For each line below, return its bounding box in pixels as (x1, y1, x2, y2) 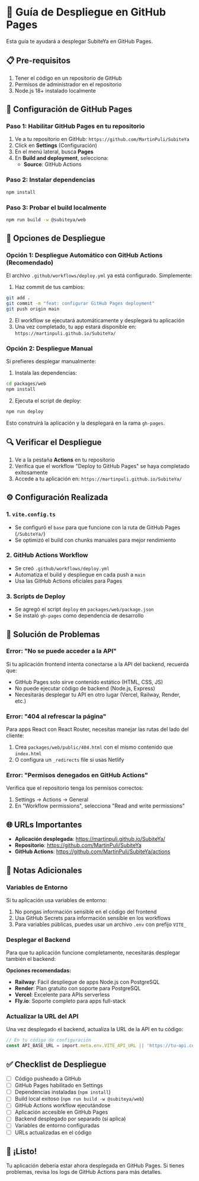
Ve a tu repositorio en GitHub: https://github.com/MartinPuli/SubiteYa (14, 136, 190, 143)
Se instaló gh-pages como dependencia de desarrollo (14, 612, 144, 619)
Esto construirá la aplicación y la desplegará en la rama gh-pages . (6, 419, 165, 427)
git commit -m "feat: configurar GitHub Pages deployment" (6, 300, 155, 307)
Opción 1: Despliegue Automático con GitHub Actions (6, 251, 163, 259)
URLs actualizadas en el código (14, 1129, 92, 1136)
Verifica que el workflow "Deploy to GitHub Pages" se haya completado (14, 462, 190, 469)
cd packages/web (6, 381, 46, 387)
